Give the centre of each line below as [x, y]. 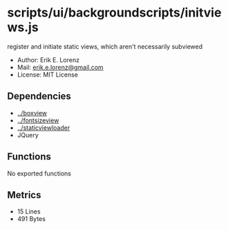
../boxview [32, 113]
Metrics [24, 195]
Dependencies [39, 96]
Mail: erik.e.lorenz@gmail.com [60, 67]
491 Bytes [31, 219]
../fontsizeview [38, 120]
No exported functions [39, 173]
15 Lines [29, 211]
